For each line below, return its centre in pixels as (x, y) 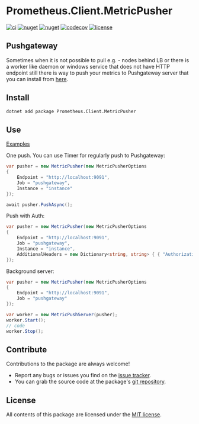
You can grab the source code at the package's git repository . (90, 382)
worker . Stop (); (25, 331)
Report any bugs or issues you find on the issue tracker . (83, 375)
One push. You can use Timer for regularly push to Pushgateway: (86, 156)
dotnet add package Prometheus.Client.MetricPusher (71, 111)
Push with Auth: (25, 216)
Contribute (27, 350)
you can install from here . (37, 79)
